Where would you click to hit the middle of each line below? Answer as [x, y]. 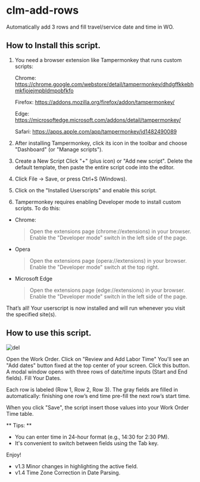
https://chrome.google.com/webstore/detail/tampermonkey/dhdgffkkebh [104, 84]
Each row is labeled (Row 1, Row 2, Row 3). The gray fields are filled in [92, 389]
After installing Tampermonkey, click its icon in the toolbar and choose [101, 143]
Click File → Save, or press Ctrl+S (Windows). [71, 179]
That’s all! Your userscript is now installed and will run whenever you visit [96, 308]
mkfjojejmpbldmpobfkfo [44, 91]
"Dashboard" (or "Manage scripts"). [59, 149]
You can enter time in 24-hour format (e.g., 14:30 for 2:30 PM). [92, 437]
